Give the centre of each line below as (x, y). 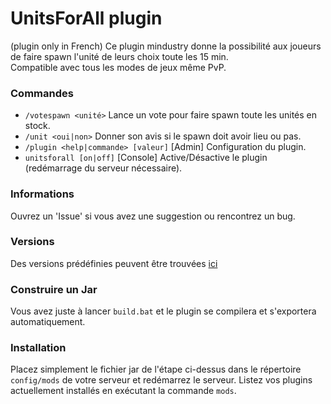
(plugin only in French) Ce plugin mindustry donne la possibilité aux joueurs (166, 46)
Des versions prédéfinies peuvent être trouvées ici (114, 263)
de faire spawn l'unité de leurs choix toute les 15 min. (119, 56)
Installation (38, 348)
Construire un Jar (54, 289)
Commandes (42, 93)
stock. (37, 126)
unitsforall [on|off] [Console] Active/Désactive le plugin (146, 158)
